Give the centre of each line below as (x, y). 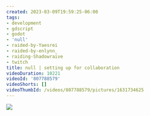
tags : (13, 17)
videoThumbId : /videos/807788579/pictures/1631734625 (75, 90)
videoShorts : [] (27, 85)
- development (24, 23)
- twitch (17, 62)
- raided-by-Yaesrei (32, 46)
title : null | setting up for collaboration (63, 68)
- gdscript (20, 29)
